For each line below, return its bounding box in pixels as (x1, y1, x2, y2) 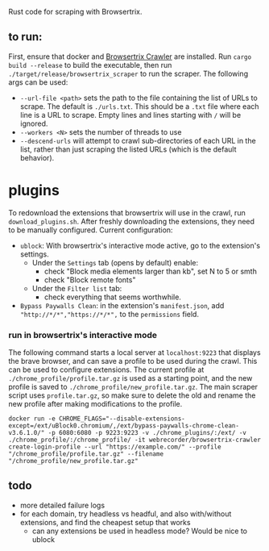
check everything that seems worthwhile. (43, 292, 181, 302)
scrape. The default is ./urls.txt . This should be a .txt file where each (19, 101, 259, 111)
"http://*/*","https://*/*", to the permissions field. (19, 309, 200, 319)
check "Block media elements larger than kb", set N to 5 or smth (43, 266, 258, 276)
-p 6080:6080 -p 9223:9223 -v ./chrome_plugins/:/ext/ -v (48, 429, 247, 437)
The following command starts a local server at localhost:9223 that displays (8, 348, 261, 357)
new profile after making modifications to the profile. (8, 399, 183, 409)
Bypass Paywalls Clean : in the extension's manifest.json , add (19, 300, 225, 310)
